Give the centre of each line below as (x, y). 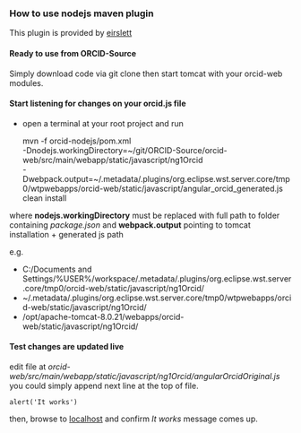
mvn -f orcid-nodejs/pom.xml (77, 141)
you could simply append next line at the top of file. (104, 385)
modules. (26, 82)
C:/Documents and (57, 269)
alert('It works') (43, 402)
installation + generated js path (66, 234)
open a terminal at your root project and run (103, 123)
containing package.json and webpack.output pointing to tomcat (130, 225)
